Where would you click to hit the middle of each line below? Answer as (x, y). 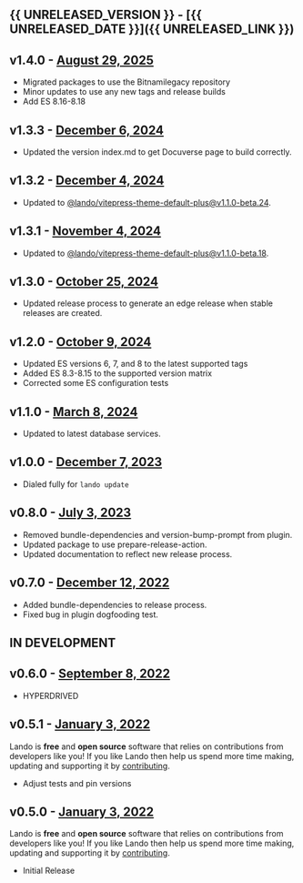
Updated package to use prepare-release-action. (115, 544)
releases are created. (62, 313)
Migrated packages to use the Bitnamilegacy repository (126, 82)
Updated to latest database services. (91, 434)
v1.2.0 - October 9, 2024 (81, 342)
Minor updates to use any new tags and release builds (124, 92)
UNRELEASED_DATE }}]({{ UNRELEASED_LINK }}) (152, 30)
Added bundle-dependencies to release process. (115, 604)
